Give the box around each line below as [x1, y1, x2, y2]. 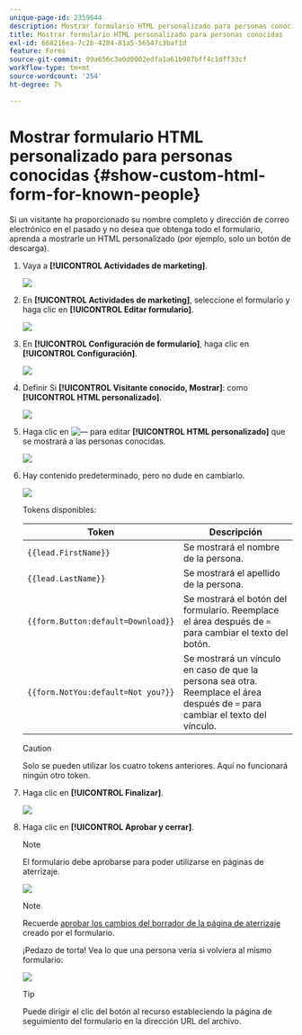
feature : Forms [9, 47, 67, 56]
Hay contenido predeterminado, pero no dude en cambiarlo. [22, 470, 245, 481]
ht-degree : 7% [9, 80, 63, 89]
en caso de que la [182, 663, 259, 676]
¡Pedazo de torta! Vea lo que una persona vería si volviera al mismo [22, 944, 272, 955]
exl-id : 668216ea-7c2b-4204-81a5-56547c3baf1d [9, 38, 187, 48]
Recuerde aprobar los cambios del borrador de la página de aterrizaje [22, 917, 281, 928]
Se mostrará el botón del [182, 592, 288, 605]
